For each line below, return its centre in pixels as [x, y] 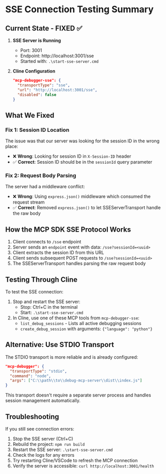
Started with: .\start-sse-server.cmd [59, 61]
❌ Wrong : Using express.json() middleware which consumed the [82, 196]
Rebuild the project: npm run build [49, 444]
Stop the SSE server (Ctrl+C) [43, 439]
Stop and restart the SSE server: [46, 302]
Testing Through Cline [41, 279]
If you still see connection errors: [40, 429]
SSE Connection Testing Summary [79, 9]
